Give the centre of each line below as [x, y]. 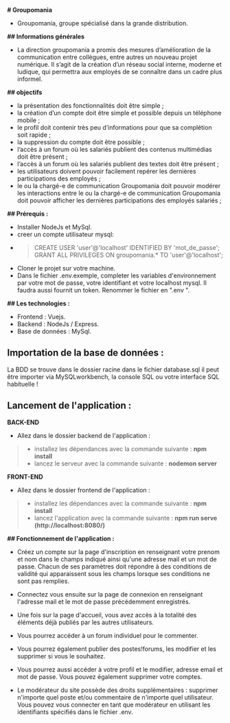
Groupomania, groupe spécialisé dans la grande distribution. [103, 23]
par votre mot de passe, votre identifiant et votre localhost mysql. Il [112, 283]
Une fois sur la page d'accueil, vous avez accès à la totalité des [107, 615]
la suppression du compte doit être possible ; [81, 142]
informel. [30, 79]
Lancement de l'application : [69, 405]
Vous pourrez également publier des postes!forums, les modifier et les [116, 649]
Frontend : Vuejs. [41, 317]
